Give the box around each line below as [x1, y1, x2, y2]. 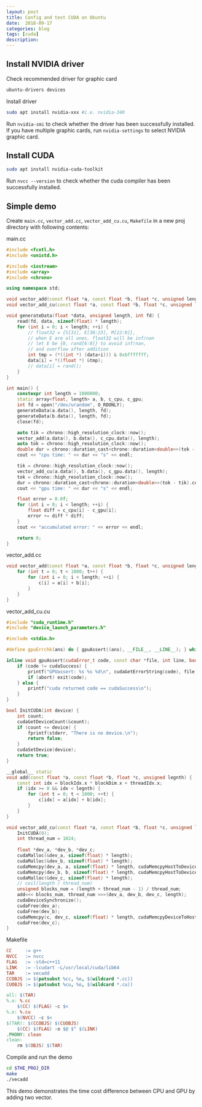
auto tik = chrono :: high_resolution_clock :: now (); [17, 429, 147, 435]
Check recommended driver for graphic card [6, 75, 117, 82]
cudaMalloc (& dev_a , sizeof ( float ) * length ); [17, 853, 133, 859]
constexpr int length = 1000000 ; [17, 391, 101, 397]
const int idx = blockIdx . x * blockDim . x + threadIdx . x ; [17, 780, 163, 786]
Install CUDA [6, 150, 55, 160]
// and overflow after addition [28, 346, 109, 352]
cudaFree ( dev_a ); [17, 903, 61, 909]
